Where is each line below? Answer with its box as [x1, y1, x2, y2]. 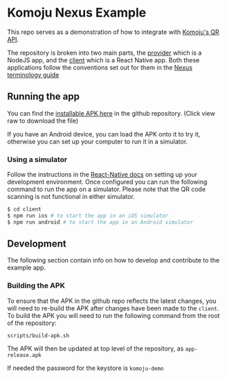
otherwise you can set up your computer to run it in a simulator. [7, 137, 188, 146]
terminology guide [7, 71, 60, 79]
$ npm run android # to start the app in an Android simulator [7, 218, 194, 226]
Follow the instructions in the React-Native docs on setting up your [7, 170, 197, 179]
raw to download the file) [7, 116, 79, 125]
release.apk [7, 351, 42, 358]
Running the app [7, 91, 80, 103]
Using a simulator [7, 155, 68, 164]
